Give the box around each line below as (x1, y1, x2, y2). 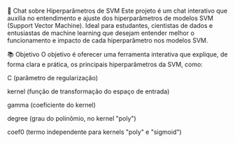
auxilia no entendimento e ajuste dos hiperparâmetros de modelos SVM (7, 14, 213, 22)
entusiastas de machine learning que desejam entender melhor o (7, 29, 194, 37)
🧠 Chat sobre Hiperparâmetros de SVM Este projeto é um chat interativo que (7, 7, 228, 15)
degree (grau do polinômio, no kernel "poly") (7, 114, 136, 122)
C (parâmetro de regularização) (7, 74, 99, 82)
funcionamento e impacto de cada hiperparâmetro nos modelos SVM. (7, 36, 208, 45)
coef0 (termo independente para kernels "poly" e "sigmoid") (7, 128, 182, 136)
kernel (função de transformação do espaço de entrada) (7, 87, 170, 96)
